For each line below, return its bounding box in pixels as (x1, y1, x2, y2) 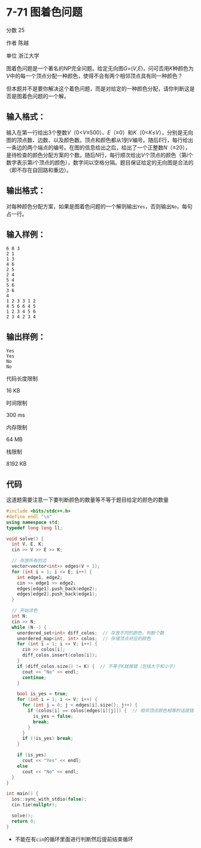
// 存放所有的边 (11, 558, 47, 564)
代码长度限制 (6, 375, 38, 382)
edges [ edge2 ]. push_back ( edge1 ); (17, 591, 98, 597)
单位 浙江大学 (6, 52, 39, 59)
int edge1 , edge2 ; (17, 574, 63, 580)
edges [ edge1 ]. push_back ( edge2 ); (17, 586, 98, 592)
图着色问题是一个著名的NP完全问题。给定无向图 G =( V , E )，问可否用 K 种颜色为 (6, 64, 194, 72)
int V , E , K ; (11, 541, 44, 547)
